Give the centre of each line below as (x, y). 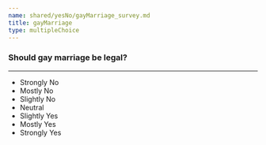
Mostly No (36, 91)
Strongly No (39, 82)
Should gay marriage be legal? (68, 58)
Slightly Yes (39, 116)
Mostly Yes (38, 124)
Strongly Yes (40, 132)
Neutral (32, 107)
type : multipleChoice (44, 30)
